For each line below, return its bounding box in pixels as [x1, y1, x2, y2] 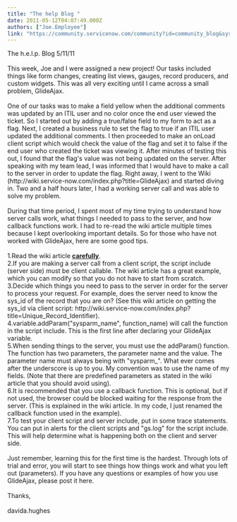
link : [7, 30, 23, 37]
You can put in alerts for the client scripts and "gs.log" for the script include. [7, 424, 229, 432]
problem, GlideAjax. [7, 87, 65, 95]
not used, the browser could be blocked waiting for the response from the [7, 394, 222, 403]
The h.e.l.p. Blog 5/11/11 [7, 49, 75, 58]
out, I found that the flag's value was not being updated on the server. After [7, 154, 226, 163]
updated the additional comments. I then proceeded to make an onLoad [7, 132, 216, 140]
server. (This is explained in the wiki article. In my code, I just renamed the [7, 401, 223, 410]
